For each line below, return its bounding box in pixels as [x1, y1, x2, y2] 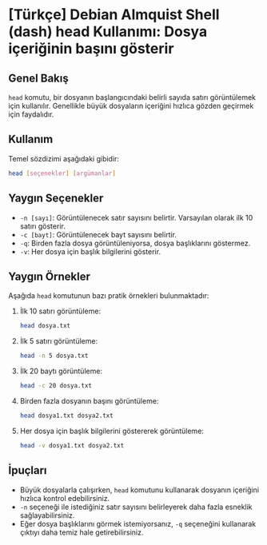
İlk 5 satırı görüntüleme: [19, 336, 98, 346]
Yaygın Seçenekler [8, 192, 104, 205]
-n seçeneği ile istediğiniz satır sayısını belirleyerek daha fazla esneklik [19, 502, 253, 511]
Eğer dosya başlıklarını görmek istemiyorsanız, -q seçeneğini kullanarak [19, 519, 257, 528]
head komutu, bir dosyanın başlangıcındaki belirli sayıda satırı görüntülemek [8, 93, 257, 101]
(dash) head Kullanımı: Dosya [8, 22, 208, 41]
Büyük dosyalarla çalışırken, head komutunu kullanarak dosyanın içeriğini [19, 485, 260, 495]
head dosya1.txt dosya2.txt [19, 412, 114, 420]
